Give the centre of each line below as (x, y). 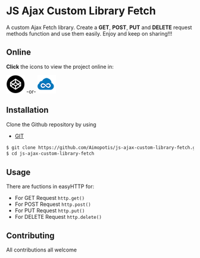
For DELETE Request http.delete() (58, 217)
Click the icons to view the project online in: (60, 66)
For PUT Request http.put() (50, 211)
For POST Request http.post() (53, 204)
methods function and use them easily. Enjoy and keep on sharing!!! (89, 33)
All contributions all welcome (42, 250)
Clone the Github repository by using (51, 124)
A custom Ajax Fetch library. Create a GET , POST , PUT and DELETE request (99, 27)
